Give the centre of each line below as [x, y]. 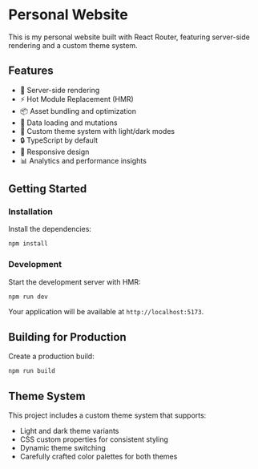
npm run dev [28, 297]
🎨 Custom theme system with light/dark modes [97, 131]
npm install [28, 244]
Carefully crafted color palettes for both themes [99, 456]
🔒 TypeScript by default [59, 140]
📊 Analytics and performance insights [83, 160]
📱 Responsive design [54, 152]
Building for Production [67, 337]
